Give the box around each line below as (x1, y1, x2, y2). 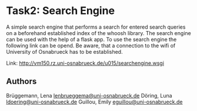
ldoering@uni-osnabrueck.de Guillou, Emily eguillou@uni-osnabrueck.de (6, 98, 183, 105)
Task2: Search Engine (6, 4, 115, 18)
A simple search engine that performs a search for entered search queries (6, 23, 186, 30)
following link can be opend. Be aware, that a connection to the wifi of (6, 42, 176, 49)
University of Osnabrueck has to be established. (6, 48, 123, 55)
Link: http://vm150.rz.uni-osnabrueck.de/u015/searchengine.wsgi (6, 60, 165, 67)
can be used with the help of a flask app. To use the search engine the (6, 36, 177, 43)
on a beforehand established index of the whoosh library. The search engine (6, 29, 191, 36)
